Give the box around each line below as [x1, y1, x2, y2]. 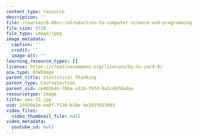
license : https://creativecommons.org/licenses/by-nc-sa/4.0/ [6, 63, 163, 70]
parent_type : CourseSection [6, 80, 76, 86]
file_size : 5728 [6, 25, 46, 31]
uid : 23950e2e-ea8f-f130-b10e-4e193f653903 [6, 102, 115, 108]
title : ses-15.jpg [6, 96, 52, 102]
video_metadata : [6, 119, 46, 125]
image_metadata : [6, 36, 46, 42]
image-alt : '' [11, 53, 46, 59]
